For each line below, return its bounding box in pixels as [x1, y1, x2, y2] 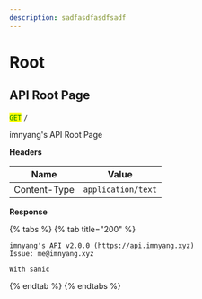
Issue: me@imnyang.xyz [9, 249, 94, 258]
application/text [83, 184, 157, 195]
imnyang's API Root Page [9, 129, 103, 140]
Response [9, 206, 48, 217]
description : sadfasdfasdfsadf [9, 13, 127, 23]
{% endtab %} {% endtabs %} [9, 280, 121, 291]
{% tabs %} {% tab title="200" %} [9, 223, 136, 234]
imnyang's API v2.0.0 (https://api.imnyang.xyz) [9, 240, 195, 250]
